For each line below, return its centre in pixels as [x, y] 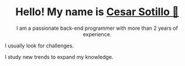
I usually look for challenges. [39, 46]
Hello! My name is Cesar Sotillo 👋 [97, 12]
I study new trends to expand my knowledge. [59, 57]
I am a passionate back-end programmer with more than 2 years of [97, 28]
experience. [97, 34]
